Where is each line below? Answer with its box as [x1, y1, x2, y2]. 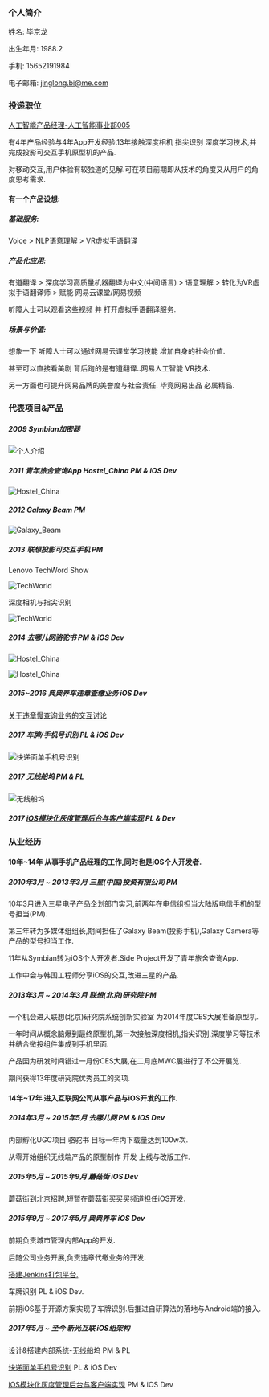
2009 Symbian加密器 [8, 424, 80, 433]
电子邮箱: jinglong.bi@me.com [8, 78, 108, 88]
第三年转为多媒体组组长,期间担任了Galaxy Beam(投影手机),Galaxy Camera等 [8, 926, 259, 936]
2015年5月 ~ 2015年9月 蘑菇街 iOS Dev [8, 1172, 139, 1182]
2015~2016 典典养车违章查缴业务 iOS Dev [8, 689, 147, 698]
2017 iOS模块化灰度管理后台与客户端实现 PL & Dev [8, 813, 176, 823]
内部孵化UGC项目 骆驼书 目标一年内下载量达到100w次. [8, 1135, 189, 1145]
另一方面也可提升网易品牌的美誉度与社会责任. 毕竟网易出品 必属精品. [8, 380, 234, 391]
